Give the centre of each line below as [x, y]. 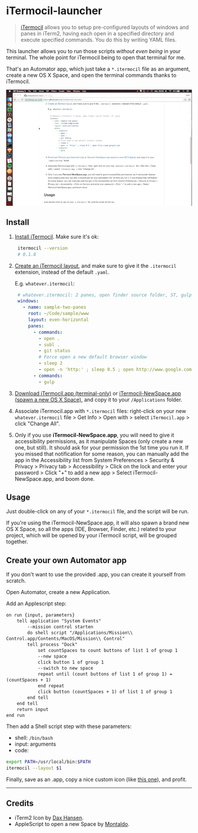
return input [33, 710]
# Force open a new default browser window [93, 357]
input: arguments [35, 744]
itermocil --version [43, 248]
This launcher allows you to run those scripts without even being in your [93, 51]
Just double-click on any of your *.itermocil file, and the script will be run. [98, 511]
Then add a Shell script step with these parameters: [69, 726]
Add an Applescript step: [36, 604]
